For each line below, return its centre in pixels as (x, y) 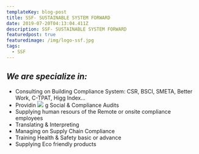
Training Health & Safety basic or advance (68, 137)
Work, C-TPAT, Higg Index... (50, 98)
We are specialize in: (47, 77)
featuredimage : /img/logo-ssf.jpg (50, 40)
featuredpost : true (31, 35)
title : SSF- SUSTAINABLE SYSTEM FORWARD (59, 18)
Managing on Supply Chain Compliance (65, 131)
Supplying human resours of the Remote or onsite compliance (93, 111)
